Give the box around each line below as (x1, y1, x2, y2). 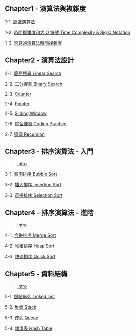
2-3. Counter (5, 91, 32, 97)
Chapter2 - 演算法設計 (5, 56, 74, 65)
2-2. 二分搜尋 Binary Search (5, 81, 63, 87)
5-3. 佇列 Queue (5, 315, 39, 321)
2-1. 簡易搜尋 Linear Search (5, 70, 61, 76)
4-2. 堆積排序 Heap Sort (5, 243, 55, 249)
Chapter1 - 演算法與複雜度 (5, 4, 86, 13)
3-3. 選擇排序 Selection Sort (5, 192, 63, 198)
